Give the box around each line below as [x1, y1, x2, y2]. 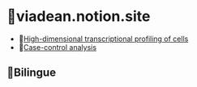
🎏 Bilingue [6, 66, 57, 80]
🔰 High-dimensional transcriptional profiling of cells [18, 34, 189, 43]
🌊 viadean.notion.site [6, 7, 151, 26]
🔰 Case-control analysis [18, 42, 97, 52]
